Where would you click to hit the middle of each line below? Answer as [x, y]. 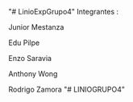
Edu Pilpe [24, 43]
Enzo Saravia [30, 58]
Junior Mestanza [36, 27]
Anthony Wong [33, 74]
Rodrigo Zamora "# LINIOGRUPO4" [66, 89]
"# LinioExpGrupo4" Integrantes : [64, 12]
